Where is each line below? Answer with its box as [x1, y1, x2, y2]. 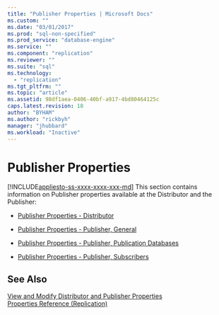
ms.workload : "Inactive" [7, 129, 81, 136]
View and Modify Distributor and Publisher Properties [7, 292, 162, 301]
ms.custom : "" [7, 17, 49, 24]
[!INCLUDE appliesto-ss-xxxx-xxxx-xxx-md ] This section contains [7, 183, 198, 191]
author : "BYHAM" [7, 109, 55, 116]
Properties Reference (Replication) [7, 299, 108, 308]
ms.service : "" [7, 43, 52, 50]
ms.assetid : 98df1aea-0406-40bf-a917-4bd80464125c [7, 96, 160, 103]
